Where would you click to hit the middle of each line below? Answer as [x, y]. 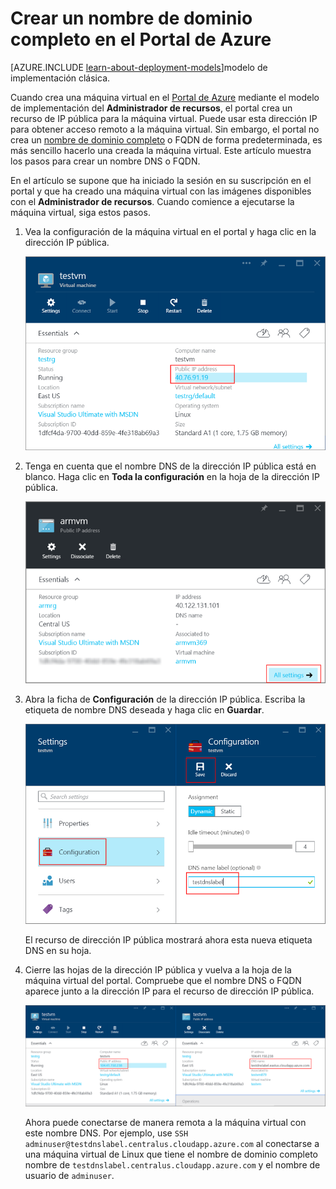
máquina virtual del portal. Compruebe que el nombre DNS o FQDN [163, 980]
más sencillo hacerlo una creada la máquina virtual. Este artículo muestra [161, 150]
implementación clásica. [60, 78]
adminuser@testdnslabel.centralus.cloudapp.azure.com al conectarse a [172, 1144]
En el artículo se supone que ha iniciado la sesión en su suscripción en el [161, 180]
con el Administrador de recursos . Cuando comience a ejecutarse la [152, 201]
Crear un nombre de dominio [131, 18]
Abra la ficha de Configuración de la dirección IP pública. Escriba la [165, 699]
